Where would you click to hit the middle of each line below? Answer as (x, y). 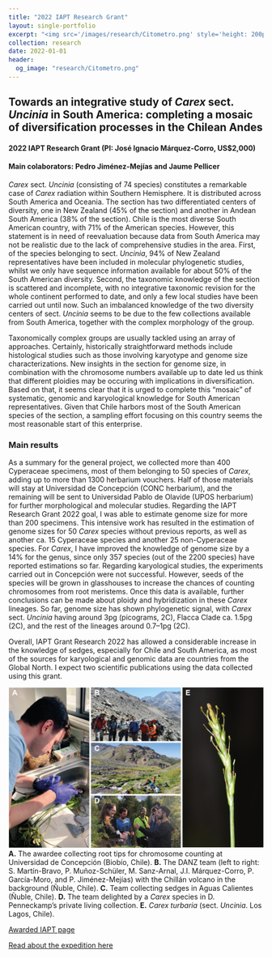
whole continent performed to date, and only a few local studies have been (134, 296)
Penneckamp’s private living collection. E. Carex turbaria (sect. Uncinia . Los (135, 905)
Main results (34, 445)
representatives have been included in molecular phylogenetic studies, (126, 262)
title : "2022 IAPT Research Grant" (68, 17)
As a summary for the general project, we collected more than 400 (119, 462)
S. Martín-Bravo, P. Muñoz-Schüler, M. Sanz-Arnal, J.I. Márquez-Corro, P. (132, 871)
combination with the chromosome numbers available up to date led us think (136, 373)
